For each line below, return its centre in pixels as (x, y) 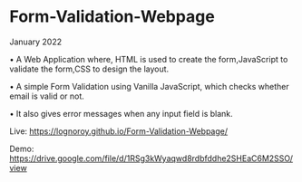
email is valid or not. (47, 96)
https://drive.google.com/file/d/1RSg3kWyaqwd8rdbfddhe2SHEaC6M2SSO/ (151, 158)
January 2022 (36, 42)
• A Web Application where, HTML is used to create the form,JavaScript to (149, 59)
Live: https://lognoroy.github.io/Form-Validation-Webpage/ (119, 131)
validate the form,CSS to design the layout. (89, 69)
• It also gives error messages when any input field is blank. (121, 113)
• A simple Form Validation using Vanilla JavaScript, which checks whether (150, 86)
